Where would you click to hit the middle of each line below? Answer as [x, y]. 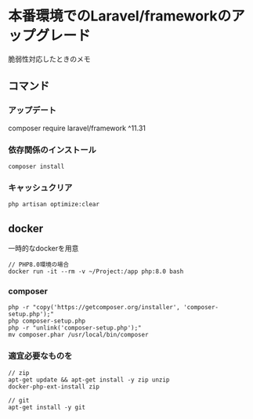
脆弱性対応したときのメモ [49, 59]
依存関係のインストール [52, 150]
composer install [36, 166]
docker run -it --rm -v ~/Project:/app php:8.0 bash [96, 271]
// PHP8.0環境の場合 [38, 265]
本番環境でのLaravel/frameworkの [120, 16]
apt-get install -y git [47, 407]
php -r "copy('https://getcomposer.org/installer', [94, 308]
